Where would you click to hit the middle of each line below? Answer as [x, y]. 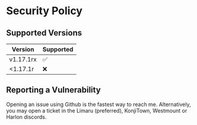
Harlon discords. [26, 117]
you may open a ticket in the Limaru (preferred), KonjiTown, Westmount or [97, 110]
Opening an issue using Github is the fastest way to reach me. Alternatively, [99, 104]
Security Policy [45, 11]
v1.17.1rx [23, 59]
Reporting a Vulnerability [53, 90]
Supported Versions [44, 33]
